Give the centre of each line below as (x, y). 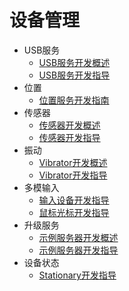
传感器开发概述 (69, 125)
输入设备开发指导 (74, 200)
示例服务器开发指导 (78, 250)
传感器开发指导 (69, 137)
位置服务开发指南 (74, 100)
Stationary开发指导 (77, 275)
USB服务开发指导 (74, 75)
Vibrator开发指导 (73, 175)
